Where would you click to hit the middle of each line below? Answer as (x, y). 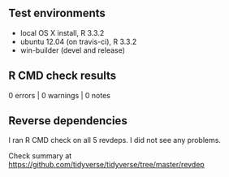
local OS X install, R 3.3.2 (62, 32)
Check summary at (40, 156)
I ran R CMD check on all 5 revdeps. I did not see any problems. (115, 140)
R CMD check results (63, 76)
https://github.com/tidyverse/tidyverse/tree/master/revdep (106, 165)
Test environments (57, 13)
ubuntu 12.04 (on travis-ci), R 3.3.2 (78, 41)
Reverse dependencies (68, 121)
